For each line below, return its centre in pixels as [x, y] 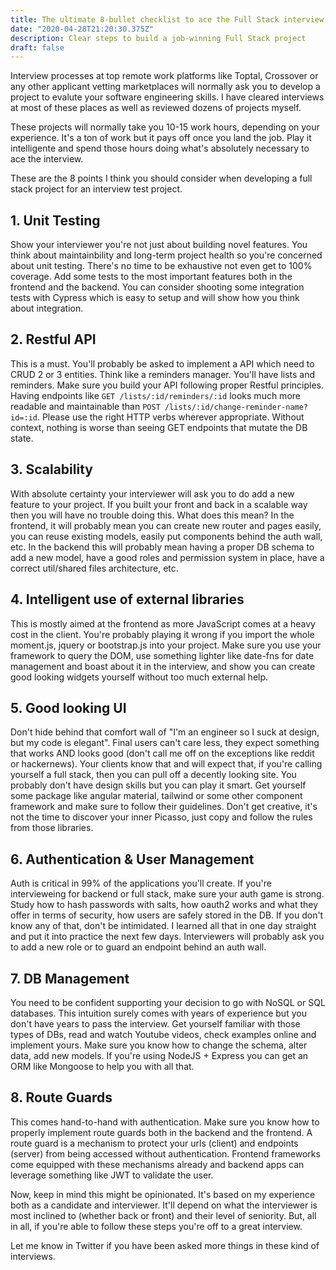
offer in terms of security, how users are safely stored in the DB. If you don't [167, 915]
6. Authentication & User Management [132, 859]
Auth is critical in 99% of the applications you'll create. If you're [141, 883]
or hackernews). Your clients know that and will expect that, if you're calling [166, 764]
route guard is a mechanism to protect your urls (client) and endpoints [154, 1143]
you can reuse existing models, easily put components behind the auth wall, [166, 536]
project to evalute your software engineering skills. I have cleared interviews [167, 97]
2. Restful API [53, 339]
